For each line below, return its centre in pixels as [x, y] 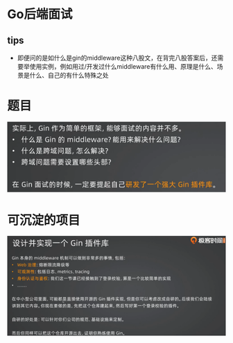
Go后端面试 [40, 14]
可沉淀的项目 [44, 220]
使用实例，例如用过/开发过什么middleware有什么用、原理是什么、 [123, 66]
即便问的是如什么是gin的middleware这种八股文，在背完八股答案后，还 [117, 58]
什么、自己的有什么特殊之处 [69, 75]
